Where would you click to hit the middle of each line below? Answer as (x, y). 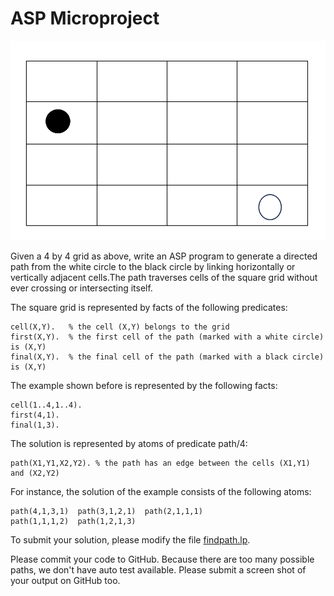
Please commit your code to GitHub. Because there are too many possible (162, 559)
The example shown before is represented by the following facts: (144, 385)
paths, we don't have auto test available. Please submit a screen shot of (158, 569)
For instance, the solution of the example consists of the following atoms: (161, 491)
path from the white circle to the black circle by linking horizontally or (153, 266)
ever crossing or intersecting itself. (81, 288)
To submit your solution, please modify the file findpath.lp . (130, 539)
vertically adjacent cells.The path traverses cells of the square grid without (164, 277)
